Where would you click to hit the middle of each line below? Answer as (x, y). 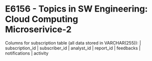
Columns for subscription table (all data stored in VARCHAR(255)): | (73, 43)
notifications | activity (27, 53)
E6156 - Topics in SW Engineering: (76, 9)
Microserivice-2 (38, 30)
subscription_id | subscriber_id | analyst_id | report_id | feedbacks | (73, 48)
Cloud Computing (42, 19)
